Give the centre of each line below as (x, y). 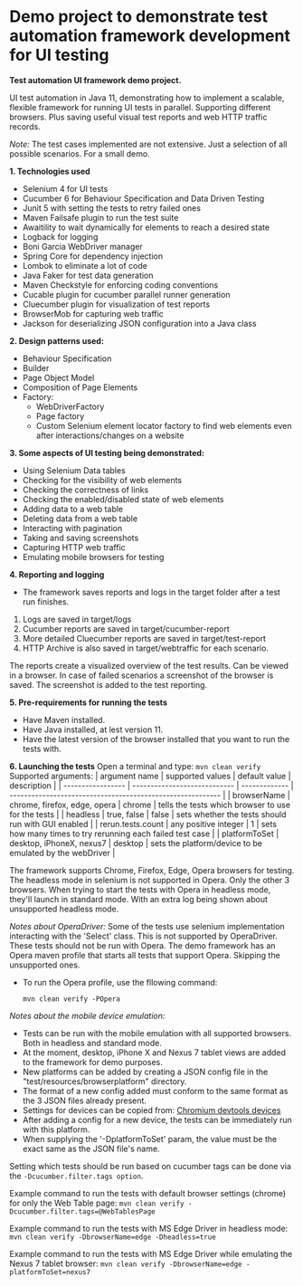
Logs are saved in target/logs (77, 619)
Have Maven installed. (64, 719)
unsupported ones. (45, 965)
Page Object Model (58, 377)
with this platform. (56, 1129)
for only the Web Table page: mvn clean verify (97, 1203)
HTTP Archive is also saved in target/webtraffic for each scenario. (146, 648)
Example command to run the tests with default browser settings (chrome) (148, 1193)
